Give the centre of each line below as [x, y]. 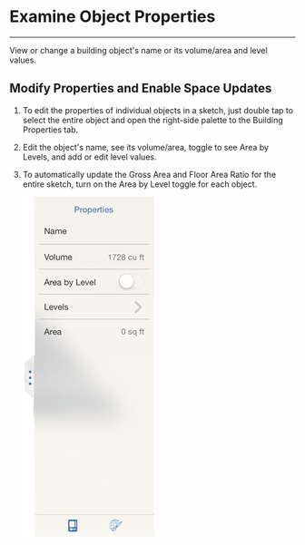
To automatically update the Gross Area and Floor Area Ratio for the [149, 174]
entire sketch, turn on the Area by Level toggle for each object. [140, 184]
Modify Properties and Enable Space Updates [141, 88]
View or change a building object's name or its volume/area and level [138, 50]
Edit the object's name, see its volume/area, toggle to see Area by [146, 147]
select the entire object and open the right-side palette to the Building [152, 120]
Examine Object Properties [113, 17]
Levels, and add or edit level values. [89, 157]
